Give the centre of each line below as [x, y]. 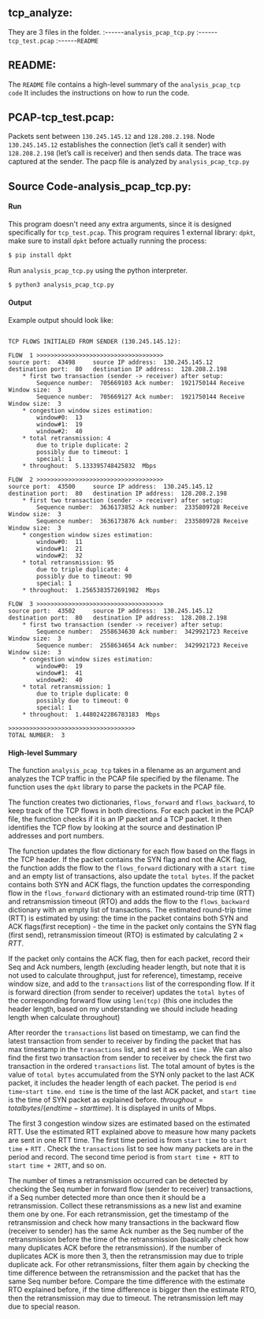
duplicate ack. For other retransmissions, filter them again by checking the [129, 1265]
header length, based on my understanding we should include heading [123, 1009]
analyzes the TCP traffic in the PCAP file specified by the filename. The [123, 779]
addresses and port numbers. [56, 836]
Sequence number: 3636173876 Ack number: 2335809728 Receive [142, 521]
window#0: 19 [59, 666]
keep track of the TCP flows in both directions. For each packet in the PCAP [131, 811]
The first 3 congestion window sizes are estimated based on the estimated [129, 1123]
